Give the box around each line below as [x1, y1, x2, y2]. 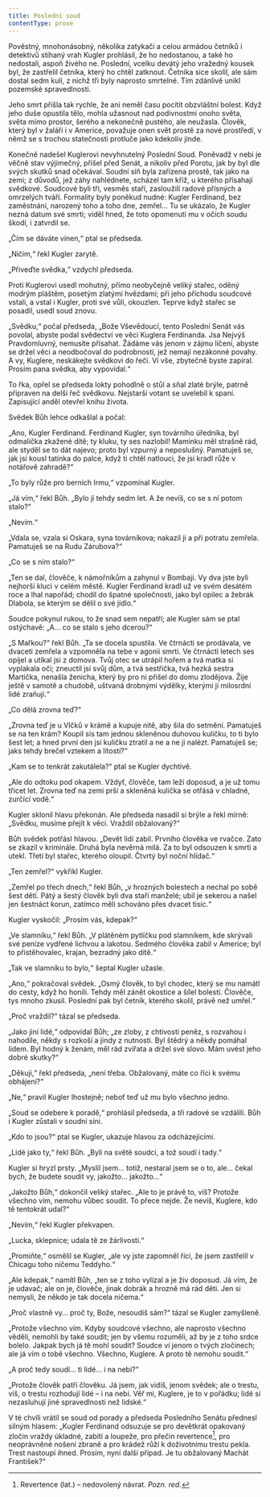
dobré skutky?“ [8, 1052, 59, 1062]
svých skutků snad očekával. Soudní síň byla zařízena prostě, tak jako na [8, 166, 250, 176]
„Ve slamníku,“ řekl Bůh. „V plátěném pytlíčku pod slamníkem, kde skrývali [8, 930, 253, 940]
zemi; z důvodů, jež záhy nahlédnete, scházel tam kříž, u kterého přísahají [8, 174, 253, 185]
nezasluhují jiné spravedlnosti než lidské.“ [8, 1397, 147, 1407]
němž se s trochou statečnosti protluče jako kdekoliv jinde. [8, 133, 203, 143]
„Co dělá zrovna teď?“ [8, 704, 82, 714]
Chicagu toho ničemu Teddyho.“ [8, 1259, 116, 1269]
